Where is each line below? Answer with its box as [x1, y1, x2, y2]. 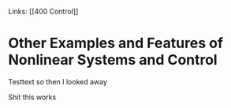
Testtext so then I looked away [8, 76, 108, 86]
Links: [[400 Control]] [8, 7, 79, 16]
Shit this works [8, 92, 57, 102]
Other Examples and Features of [8, 35, 223, 52]
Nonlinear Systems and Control [8, 51, 218, 69]
